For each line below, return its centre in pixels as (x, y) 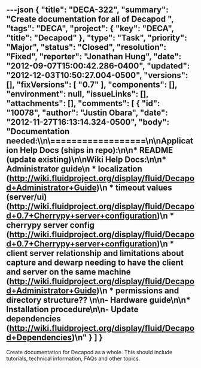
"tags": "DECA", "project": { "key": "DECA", (90, 28)
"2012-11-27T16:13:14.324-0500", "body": (88, 122)
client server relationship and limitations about (95, 253)
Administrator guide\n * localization (74, 169)
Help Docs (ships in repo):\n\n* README (97, 150)
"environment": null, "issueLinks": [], (77, 94)
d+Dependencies (39, 338)
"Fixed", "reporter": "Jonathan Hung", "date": (94, 57)
